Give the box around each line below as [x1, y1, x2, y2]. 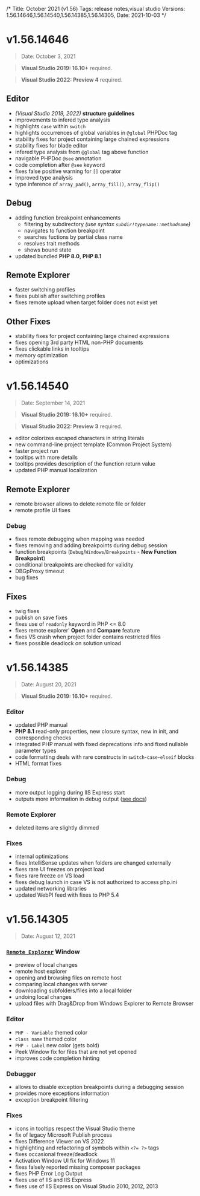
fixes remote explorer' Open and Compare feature [14, 627, 140, 634]
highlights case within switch [14, 122, 86, 129]
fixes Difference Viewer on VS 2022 [14, 1138, 104, 1145]
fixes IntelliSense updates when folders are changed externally [14, 859, 172, 866]
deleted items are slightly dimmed [14, 824, 99, 831]
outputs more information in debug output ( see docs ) [14, 795, 148, 802]
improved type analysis [14, 174, 73, 181]
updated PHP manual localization [14, 467, 98, 474]
